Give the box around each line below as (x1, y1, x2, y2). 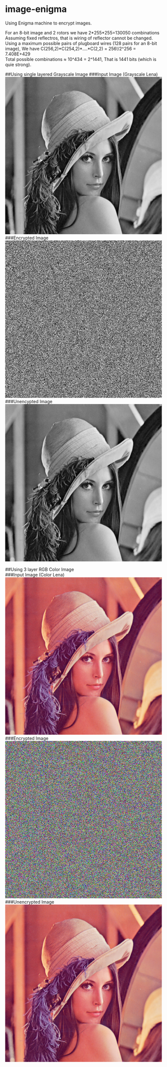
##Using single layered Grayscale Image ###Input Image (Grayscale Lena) (5, 71, 158, 77)
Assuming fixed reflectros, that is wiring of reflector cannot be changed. (5, 35, 153, 41)
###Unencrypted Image (5, 899, 55, 905)
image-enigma (5, 3, 67, 15)
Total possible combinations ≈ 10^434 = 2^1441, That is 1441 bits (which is (5, 56, 157, 62)
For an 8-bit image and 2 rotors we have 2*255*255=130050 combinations (5, 29, 160, 35)
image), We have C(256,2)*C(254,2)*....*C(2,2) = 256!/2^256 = (5, 45, 136, 51)
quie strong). (5, 61, 31, 67)
